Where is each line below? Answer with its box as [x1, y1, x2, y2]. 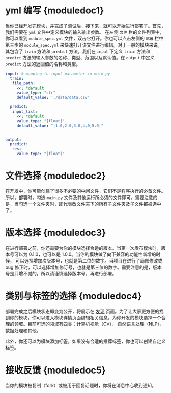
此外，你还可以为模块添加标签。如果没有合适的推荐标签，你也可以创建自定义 [5, 338, 166, 344]
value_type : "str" [16, 90, 56, 95]
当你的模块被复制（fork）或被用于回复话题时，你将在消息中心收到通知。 [5, 382, 157, 388]
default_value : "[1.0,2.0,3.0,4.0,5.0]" [16, 123, 103, 128]
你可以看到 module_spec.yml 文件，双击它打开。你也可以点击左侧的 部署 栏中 [5, 35, 164, 41]
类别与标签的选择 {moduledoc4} [5, 290, 142, 302]
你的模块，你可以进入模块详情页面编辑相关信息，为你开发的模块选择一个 [9, 314, 161, 320]
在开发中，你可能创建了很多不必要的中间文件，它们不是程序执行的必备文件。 [5, 188, 166, 194]
